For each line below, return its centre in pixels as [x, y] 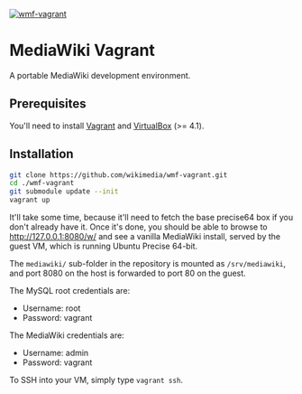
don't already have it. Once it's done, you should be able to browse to [138, 227]
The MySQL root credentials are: [70, 291]
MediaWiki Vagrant [82, 51]
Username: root [51, 308]
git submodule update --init [64, 192]
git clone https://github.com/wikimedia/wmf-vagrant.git [119, 175]
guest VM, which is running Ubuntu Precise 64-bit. [104, 246]
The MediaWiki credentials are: [67, 335]
